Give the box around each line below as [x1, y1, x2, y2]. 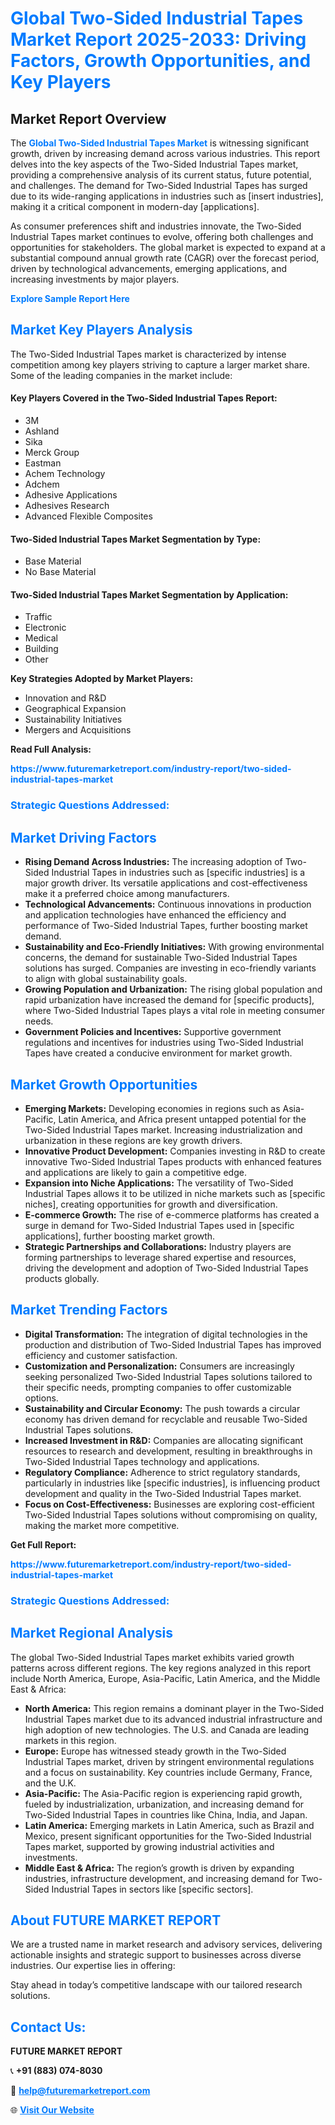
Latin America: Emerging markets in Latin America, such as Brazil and [24, 1819, 315, 1831]
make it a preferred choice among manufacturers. [24, 888, 230, 900]
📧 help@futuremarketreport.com [10, 2085, 151, 2097]
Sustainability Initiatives [24, 713, 123, 726]
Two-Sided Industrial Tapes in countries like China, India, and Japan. [24, 1808, 308, 1821]
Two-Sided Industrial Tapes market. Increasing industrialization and [24, 1123, 303, 1136]
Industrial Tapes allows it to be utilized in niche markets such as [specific [24, 1187, 326, 1199]
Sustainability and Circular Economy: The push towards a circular [24, 1402, 301, 1414]
